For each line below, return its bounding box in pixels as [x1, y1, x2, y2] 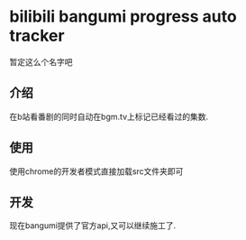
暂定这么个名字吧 [9, 56, 73, 67]
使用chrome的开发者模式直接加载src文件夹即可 [9, 165, 184, 177]
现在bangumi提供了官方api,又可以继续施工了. [9, 220, 177, 231]
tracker [9, 25, 65, 46]
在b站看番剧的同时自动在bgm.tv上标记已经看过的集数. [9, 111, 209, 122]
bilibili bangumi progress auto [9, 6, 237, 27]
